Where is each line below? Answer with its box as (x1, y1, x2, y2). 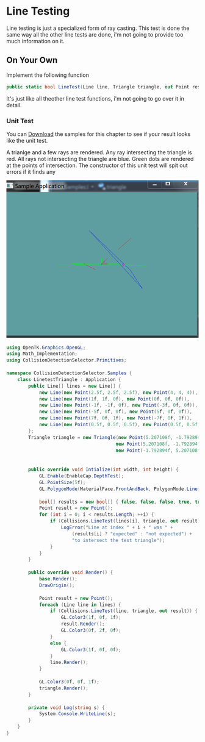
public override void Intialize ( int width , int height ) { (28, 466, 179, 473)
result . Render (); (60, 621, 105, 627)
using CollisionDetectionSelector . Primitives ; (6, 357, 127, 363)
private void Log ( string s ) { (28, 704, 105, 711)
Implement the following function (6, 71, 90, 79)
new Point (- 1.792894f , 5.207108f (115, 447, 201, 454)
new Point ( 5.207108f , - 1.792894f (115, 441, 201, 447)
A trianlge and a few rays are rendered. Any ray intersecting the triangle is (6, 148, 192, 156)
